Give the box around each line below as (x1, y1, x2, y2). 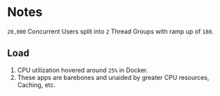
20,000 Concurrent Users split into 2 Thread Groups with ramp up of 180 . (7, 27, 214, 35)
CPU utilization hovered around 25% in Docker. (17, 65, 149, 74)
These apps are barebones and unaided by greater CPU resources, (17, 73, 210, 81)
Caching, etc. (17, 81, 56, 89)
